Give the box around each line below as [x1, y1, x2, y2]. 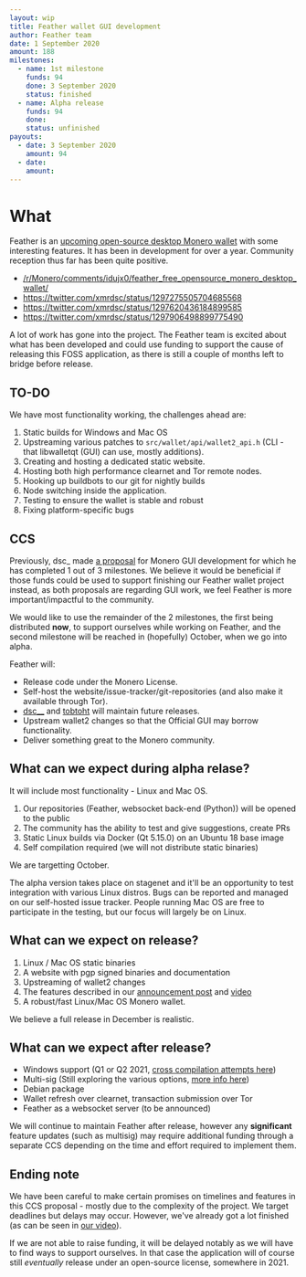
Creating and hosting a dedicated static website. [22, 456, 206, 467]
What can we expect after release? [9, 1040, 212, 1055]
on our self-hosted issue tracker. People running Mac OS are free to [9, 896, 265, 907]
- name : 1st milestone [17, 65, 104, 74]
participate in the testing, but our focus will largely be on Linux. [9, 906, 247, 917]
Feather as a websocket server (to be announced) [22, 1103, 212, 1114]
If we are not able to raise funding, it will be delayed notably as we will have [9, 1238, 294, 1249]
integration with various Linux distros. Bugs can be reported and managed [9, 887, 290, 898]
